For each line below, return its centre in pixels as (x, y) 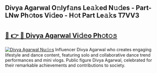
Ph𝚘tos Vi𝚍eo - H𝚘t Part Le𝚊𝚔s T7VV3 (80, 16)
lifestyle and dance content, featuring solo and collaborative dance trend (78, 55)
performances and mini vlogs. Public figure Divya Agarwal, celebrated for (78, 60)
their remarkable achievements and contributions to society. (65, 65)
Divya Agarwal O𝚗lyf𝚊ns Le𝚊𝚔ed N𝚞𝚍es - (70, 8)
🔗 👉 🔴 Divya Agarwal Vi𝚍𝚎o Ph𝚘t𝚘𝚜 (61, 36)
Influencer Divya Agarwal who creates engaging (103, 50)
